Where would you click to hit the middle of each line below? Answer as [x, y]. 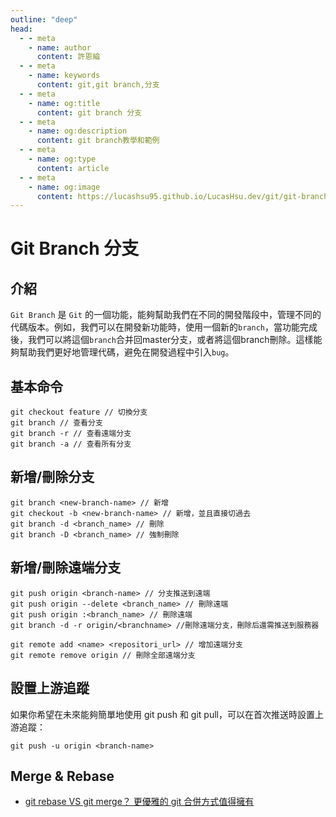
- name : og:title [64, 103]
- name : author [60, 47]
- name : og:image [64, 187]
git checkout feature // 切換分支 [79, 412]
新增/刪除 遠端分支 [66, 567]
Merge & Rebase [62, 776]
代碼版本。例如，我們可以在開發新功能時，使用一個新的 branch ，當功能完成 [164, 327]
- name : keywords [64, 76]
